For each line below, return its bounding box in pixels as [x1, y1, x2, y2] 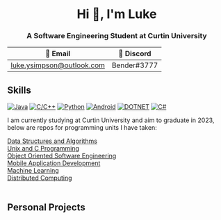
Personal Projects [7, 201, 85, 213]
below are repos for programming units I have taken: [7, 124, 158, 132]
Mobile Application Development [7, 159, 101, 167]
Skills [7, 84, 31, 96]
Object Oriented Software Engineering [7, 152, 117, 160]
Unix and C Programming [7, 144, 80, 153]
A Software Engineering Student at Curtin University [26, 31, 207, 41]
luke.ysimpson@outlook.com [10, 60, 106, 70]
